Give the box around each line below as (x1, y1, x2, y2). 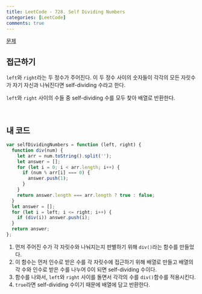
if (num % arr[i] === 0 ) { (22, 170, 90, 176)
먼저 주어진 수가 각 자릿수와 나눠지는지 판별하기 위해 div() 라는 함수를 (14, 243, 178, 251)
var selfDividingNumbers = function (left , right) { (6, 142, 142, 148)
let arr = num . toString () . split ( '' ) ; (17, 153, 112, 159)
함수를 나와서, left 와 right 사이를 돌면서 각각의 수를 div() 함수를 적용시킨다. (14, 273, 196, 281)
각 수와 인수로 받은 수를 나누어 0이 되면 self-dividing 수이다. (14, 266, 157, 273)
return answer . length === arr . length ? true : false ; (17, 192, 155, 198)
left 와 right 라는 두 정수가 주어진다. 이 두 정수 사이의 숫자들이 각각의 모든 (6, 74, 180, 81)
